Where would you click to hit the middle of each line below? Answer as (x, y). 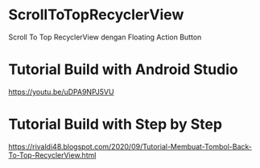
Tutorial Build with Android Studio (124, 70)
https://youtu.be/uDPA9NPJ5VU (61, 92)
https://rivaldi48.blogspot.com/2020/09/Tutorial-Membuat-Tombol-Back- (130, 146)
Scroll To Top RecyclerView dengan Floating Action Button (105, 37)
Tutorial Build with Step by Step (116, 124)
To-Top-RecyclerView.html (52, 155)
